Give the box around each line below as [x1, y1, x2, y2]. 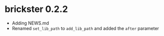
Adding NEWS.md [11, 20, 49, 26]
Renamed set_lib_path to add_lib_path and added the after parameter [11, 25, 159, 31]
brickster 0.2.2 [4, 3, 68, 15]
